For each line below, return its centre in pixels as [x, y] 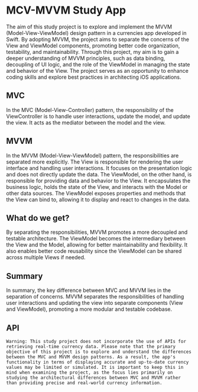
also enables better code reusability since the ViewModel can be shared [94, 251]
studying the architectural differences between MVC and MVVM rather [94, 378]
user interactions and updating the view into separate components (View [95, 303]
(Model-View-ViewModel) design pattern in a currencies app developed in [96, 33]
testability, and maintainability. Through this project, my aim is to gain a [92, 52]
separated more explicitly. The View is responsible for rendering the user [95, 162]
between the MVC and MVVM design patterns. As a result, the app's [91, 357]
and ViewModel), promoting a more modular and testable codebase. [89, 309]
